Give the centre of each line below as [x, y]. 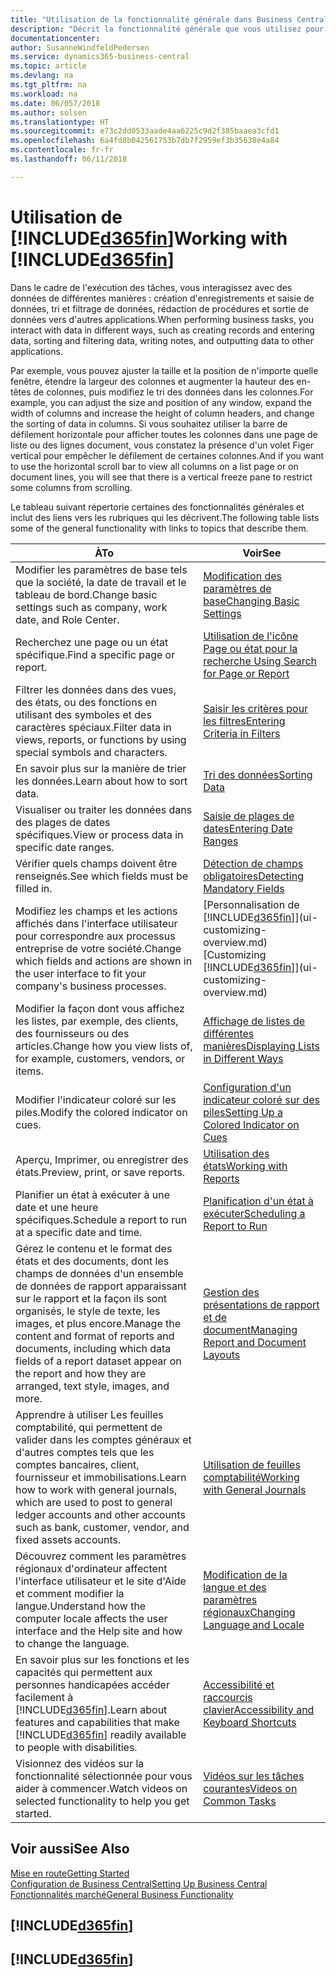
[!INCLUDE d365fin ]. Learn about [91, 1709]
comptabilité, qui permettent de [89, 1427]
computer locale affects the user [91, 1618]
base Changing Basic [251, 601]
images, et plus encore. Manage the [98, 1323]
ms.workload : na [44, 94]
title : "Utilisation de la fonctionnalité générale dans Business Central [169, 19]
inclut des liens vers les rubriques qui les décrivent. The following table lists [165, 517]
